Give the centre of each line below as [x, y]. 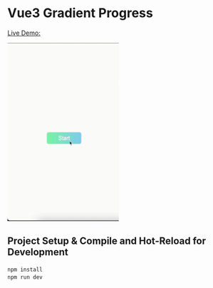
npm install [25, 269]
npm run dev [25, 277]
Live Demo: [24, 33]
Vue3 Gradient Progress [80, 13]
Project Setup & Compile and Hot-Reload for [107, 241]
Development [38, 252]
